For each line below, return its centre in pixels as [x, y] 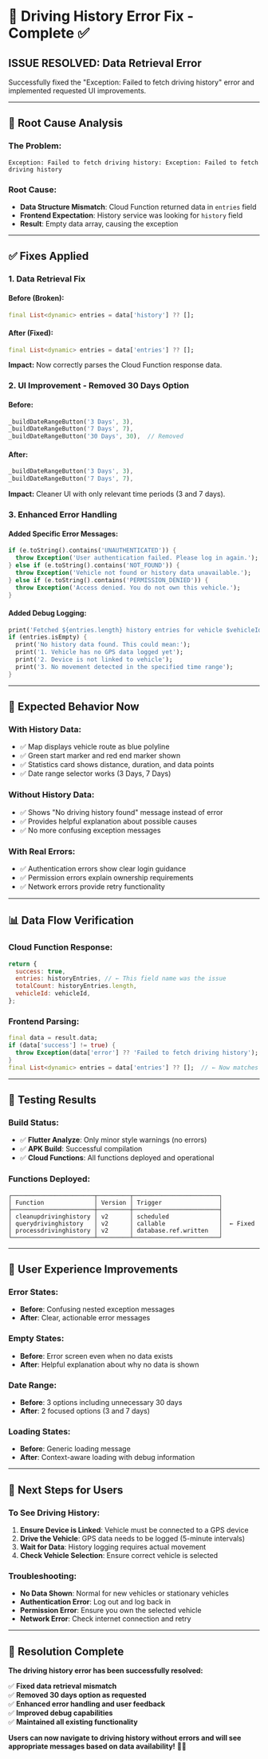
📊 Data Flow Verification [71, 921]
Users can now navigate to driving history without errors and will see [125, 1737]
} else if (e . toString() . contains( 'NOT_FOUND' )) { [94, 565]
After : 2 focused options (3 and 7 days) [85, 1411]
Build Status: [34, 1122]
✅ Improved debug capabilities [61, 1713]
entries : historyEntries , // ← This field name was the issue [121, 979]
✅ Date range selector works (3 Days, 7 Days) [95, 773]
